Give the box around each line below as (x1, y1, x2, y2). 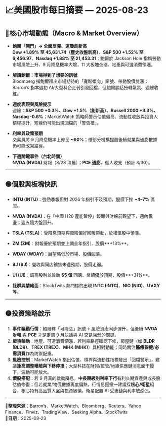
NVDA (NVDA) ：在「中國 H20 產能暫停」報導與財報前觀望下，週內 (12, 213, 149, 219)
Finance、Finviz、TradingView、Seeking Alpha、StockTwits (5, 409, 128, 415)
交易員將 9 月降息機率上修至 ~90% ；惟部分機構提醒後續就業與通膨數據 (12, 137, 158, 142)
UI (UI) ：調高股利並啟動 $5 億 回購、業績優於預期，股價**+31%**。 (12, 272, 153, 278)
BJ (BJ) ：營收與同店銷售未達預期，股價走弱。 (12, 261, 106, 267)
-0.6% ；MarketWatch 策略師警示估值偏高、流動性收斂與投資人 (29, 114, 158, 120)
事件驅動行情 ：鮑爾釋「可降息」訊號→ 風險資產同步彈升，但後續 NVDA (12, 325, 158, 331)
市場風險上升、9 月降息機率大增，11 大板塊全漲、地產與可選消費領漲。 (12, 61, 156, 67)
